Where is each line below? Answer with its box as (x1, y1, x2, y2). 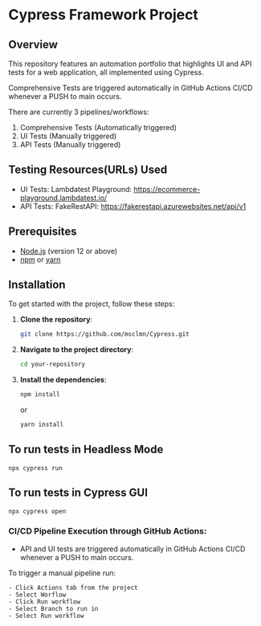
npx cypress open (8, 507, 67, 515)
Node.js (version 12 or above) (19, 246, 118, 256)
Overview (8, 38, 59, 51)
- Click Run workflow (8, 597, 81, 606)
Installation (8, 278, 66, 292)
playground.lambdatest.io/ (19, 193, 108, 203)
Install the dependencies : (19, 375, 107, 385)
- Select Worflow (8, 591, 67, 599)
